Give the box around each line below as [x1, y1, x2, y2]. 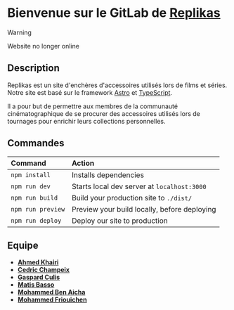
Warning [7, 28, 32, 37]
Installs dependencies [71, 170, 144, 180]
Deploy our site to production [71, 216, 168, 226]
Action [71, 158, 95, 168]
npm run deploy [11, 217, 62, 224]
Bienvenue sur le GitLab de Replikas [7, 5, 221, 21]
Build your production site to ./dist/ [71, 193, 192, 202]
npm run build [11, 193, 58, 202]
